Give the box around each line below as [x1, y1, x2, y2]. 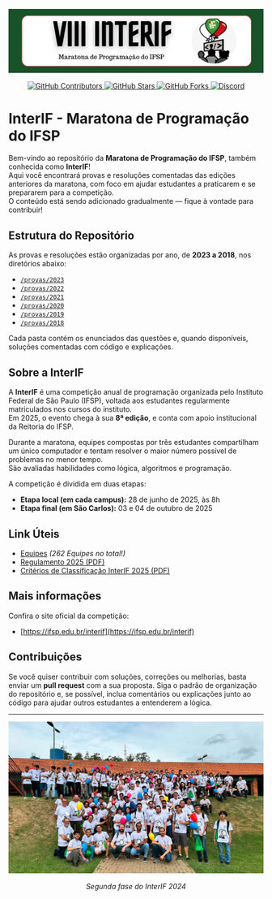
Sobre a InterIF [8, 365, 84, 379]
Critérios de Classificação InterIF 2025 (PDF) [19, 565, 170, 575]
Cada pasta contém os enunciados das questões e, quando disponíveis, [8, 334, 249, 344]
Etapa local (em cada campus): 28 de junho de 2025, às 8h [19, 495, 220, 504]
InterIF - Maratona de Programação [8, 109, 249, 128]
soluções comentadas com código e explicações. [8, 342, 174, 352]
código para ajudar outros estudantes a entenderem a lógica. [8, 698, 212, 707]
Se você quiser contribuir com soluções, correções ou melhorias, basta [8, 672, 247, 681]
